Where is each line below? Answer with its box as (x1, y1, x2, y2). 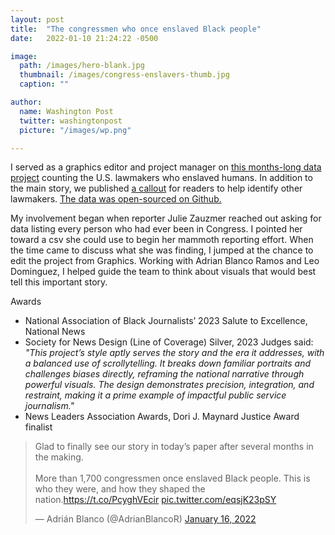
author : (10, 97, 43, 107)
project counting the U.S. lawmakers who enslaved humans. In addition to (10, 172, 313, 184)
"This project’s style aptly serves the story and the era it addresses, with (24, 347, 325, 359)
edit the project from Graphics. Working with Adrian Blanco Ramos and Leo (10, 255, 320, 267)
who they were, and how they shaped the (34, 483, 206, 495)
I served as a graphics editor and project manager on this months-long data (10, 161, 322, 173)
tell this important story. (10, 276, 108, 288)
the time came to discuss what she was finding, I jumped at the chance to (10, 244, 314, 256)
